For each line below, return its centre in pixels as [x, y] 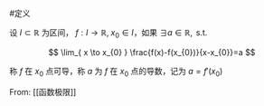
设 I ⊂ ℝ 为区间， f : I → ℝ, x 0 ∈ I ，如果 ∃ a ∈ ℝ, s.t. [108, 34]
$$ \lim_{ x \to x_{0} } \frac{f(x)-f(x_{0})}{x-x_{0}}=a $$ [152, 52]
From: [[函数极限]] [43, 92]
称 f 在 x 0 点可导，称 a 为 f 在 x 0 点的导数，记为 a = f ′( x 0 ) [116, 72]
